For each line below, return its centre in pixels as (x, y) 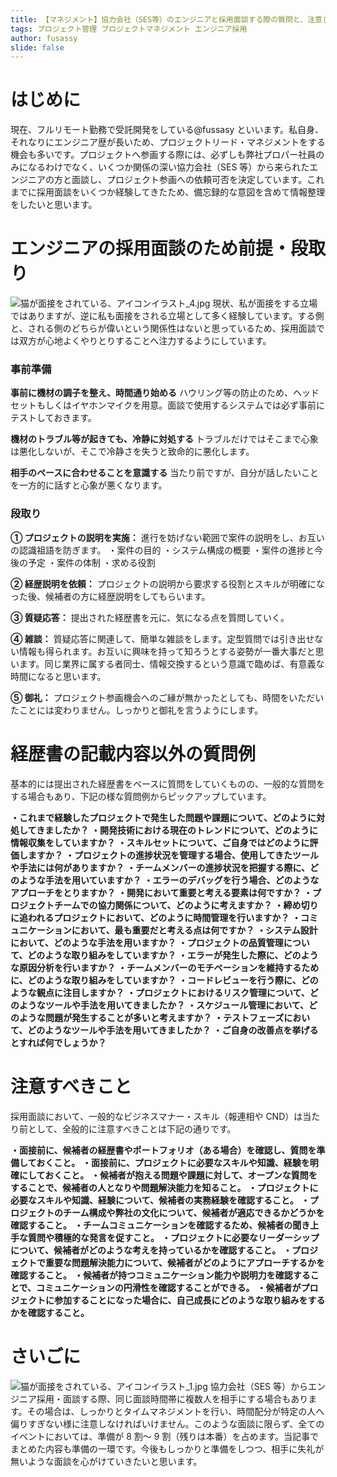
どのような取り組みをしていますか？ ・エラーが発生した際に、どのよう (173, 955)
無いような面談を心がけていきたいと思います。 (106, 1461)
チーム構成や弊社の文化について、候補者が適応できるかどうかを (193, 1212)
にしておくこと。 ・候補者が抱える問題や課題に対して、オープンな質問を (168, 1175)
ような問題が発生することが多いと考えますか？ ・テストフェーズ (151, 1017)
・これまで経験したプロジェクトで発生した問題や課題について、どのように (163, 817)
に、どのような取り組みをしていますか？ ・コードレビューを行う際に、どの (164, 980)
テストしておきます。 (53, 418)
